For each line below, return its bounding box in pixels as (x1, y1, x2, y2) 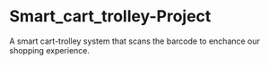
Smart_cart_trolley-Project (9, 6, 212, 27)
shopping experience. (9, 45, 91, 55)
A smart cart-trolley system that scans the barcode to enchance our (9, 36, 260, 46)
